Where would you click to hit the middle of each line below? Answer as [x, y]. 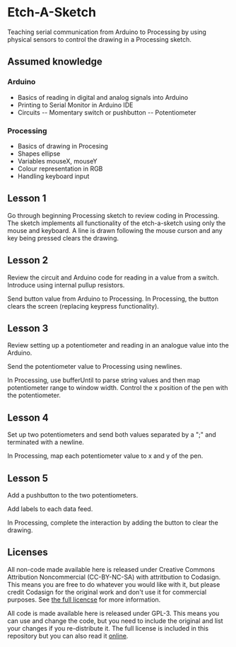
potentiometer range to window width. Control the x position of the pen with [118, 388]
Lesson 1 [27, 199]
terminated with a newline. [46, 442]
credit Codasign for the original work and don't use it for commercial [107, 592]
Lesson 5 [28, 478]
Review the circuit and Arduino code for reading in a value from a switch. [113, 277]
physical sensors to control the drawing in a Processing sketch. [100, 39]
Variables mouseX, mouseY [57, 161]
